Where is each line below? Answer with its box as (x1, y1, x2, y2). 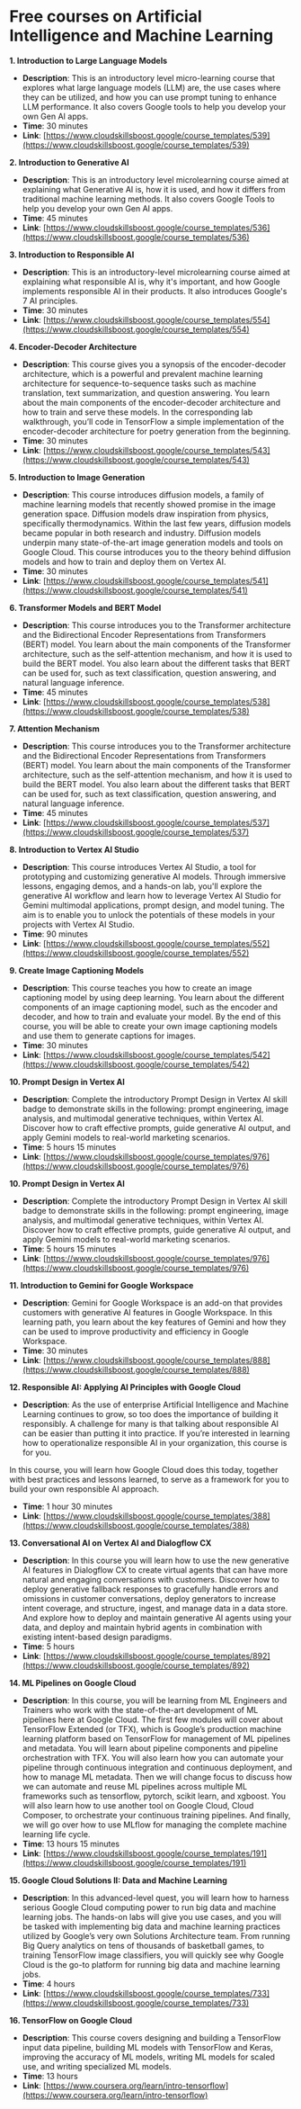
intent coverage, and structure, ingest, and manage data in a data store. (22, 1602, 288, 1613)
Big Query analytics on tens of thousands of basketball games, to (22, 1940, 265, 1951)
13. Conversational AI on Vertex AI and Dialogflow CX (9, 1537, 212, 1548)
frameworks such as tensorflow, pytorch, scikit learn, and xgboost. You (22, 1790, 286, 1801)
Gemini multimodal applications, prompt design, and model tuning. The (22, 900, 285, 911)
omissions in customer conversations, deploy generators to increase (22, 1593, 277, 1603)
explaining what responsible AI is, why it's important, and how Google (22, 276, 280, 287)
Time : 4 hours (22, 1978, 75, 1989)
